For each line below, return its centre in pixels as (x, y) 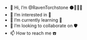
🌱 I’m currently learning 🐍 (36, 20)
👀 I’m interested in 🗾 (30, 15)
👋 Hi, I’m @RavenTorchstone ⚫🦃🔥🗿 (46, 7)
